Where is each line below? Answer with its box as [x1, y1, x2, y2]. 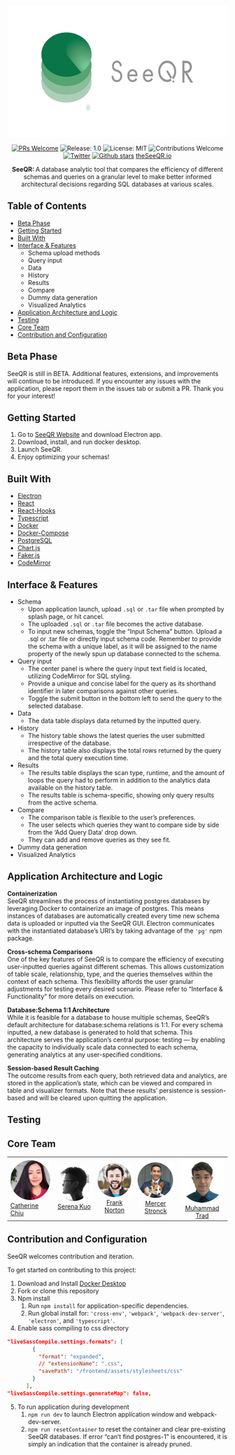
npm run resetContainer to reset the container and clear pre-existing [27, 1425, 226, 1433]
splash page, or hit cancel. [27, 613, 105, 621]
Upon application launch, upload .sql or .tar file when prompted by [27, 605, 225, 613]
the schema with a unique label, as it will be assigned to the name [27, 642, 218, 650]
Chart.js [17, 544, 41, 552]
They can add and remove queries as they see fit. [27, 835, 171, 844]
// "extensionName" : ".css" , [38, 1360, 124, 1367]
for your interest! [7, 391, 56, 400]
